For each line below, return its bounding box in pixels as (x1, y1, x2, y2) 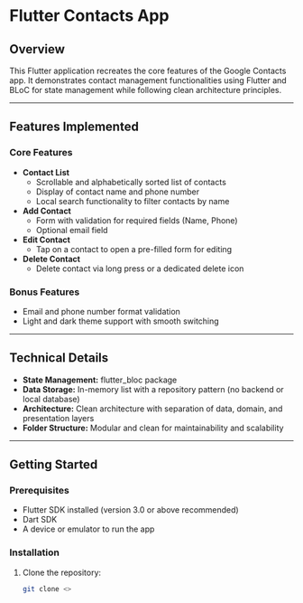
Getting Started (9, 457, 98, 473)
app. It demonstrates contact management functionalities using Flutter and (9, 75, 287, 86)
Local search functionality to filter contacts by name (35, 195, 230, 206)
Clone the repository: (22, 567, 102, 578)
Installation (9, 546, 60, 559)
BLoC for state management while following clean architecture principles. (9, 85, 282, 95)
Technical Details (9, 350, 109, 366)
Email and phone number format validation (22, 306, 180, 316)
